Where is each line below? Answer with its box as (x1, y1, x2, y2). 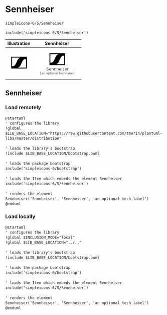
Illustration (7, 40, 31, 46)
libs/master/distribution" (5, 136, 62, 141)
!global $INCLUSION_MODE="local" (5, 235, 75, 240)
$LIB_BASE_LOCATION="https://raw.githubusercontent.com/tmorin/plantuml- (5, 131, 163, 136)
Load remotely (5, 104, 42, 111)
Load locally (5, 213, 36, 220)
